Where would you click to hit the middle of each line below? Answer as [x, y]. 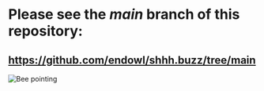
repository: [45, 31]
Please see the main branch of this [124, 15]
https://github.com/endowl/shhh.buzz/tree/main [132, 60]
